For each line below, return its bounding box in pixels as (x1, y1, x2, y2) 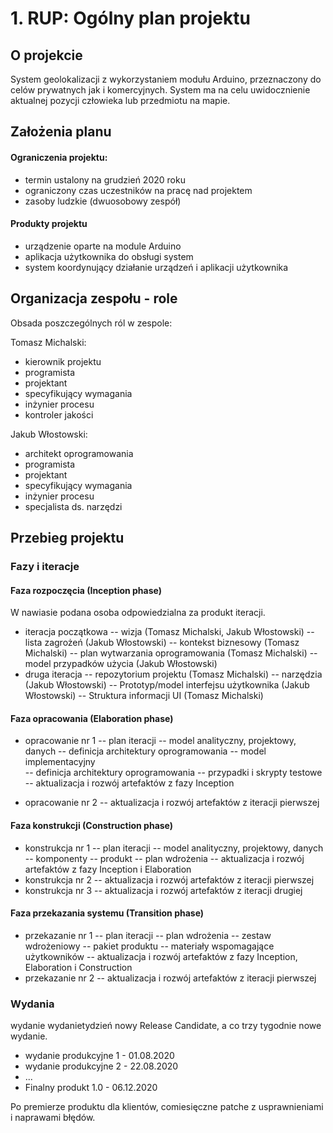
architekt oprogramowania (24, 447, 134, 459)
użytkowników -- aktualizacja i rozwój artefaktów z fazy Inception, (24, 950, 298, 962)
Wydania (10, 997, 55, 1011)
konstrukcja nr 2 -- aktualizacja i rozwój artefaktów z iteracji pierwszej (24, 873, 315, 886)
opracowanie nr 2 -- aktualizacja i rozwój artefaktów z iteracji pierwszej (24, 797, 320, 809)
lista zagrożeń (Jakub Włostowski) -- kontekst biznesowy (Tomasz (24, 637, 300, 649)
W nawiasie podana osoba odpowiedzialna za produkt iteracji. (10, 607, 266, 619)
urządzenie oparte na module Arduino (24, 240, 182, 252)
